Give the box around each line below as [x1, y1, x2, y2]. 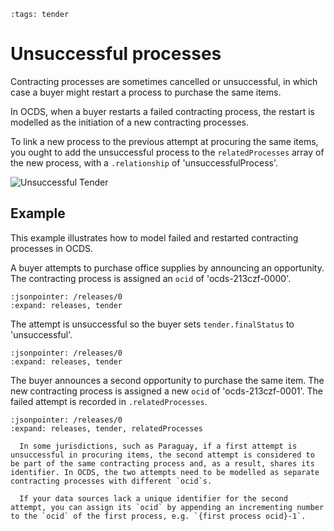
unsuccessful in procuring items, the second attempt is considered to [10, 450, 315, 460]
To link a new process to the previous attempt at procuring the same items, [10, 135, 319, 147]
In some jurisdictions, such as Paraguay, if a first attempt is [19, 441, 298, 451]
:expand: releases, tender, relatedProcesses [10, 423, 203, 434]
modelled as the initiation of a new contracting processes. [10, 116, 250, 128]
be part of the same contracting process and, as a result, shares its [10, 458, 315, 469]
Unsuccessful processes [10, 43, 222, 65]
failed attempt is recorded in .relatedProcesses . [10, 395, 208, 407]
